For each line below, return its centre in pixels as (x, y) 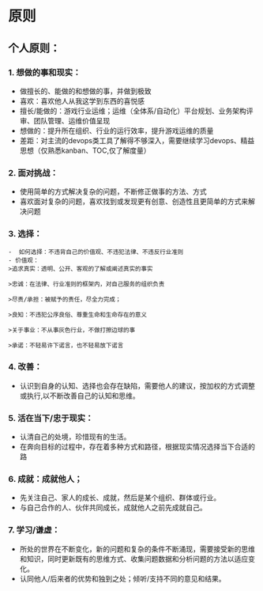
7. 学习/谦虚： (34, 530)
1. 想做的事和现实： (45, 72)
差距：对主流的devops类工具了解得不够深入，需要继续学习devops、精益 (137, 140)
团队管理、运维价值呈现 (72, 120)
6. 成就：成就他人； (45, 479)
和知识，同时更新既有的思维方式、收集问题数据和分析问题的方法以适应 (134, 559)
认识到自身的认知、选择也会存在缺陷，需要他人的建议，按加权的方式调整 (137, 385)
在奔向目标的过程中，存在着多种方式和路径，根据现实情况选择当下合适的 (137, 447)
